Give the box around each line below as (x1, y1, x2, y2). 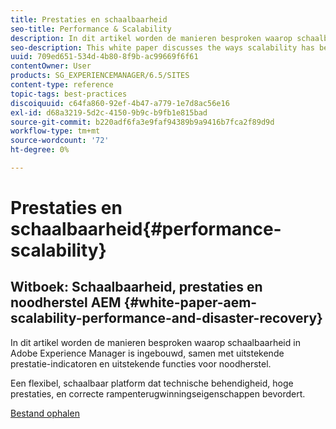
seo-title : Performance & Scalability (10, 24, 172, 34)
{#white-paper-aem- (123, 294, 258, 311)
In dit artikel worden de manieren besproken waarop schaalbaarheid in (10, 336, 301, 348)
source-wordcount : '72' (10, 136, 110, 146)
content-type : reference (10, 80, 114, 90)
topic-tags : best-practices (10, 89, 128, 99)
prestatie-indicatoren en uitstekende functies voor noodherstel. (10, 357, 272, 370)
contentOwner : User (10, 61, 92, 71)
